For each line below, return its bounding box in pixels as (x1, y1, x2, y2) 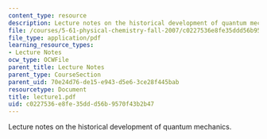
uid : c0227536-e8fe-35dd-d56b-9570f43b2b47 (8, 100, 155, 108)
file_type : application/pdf (8, 33, 102, 42)
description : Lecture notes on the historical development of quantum (8, 19, 247, 27)
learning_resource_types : (8, 41, 94, 49)
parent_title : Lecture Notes (8, 64, 105, 71)
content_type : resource (8, 11, 87, 20)
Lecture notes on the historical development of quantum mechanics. (8, 122, 232, 132)
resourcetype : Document (8, 85, 87, 94)
